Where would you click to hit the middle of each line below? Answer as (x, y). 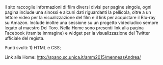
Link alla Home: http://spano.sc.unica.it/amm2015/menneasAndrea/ (73, 57)
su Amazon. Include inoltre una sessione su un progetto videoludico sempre (81, 22)
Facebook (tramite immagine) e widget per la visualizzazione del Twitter (77, 33)
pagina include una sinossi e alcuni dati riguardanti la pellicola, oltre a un (78, 12)
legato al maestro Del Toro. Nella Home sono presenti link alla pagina (74, 28)
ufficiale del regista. (25, 38)
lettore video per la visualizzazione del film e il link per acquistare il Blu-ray (80, 17)
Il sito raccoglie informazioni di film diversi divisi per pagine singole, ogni (78, 7)
